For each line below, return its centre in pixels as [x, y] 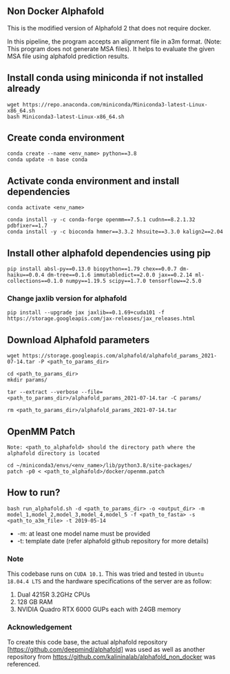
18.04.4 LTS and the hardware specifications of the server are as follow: [109, 581]
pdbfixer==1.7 [28, 226]
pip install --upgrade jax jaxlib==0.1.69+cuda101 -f [86, 313]
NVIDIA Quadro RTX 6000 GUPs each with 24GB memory [99, 609]
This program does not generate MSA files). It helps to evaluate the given [111, 48]
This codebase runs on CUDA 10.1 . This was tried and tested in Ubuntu [106, 574]
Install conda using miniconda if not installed [105, 78]
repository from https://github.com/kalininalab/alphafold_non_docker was [111, 657]
